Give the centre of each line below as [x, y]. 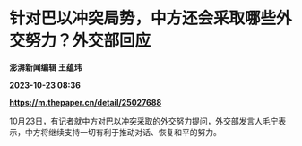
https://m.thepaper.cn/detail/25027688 [86, 102]
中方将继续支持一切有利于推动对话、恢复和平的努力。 [123, 132]
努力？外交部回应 [88, 41]
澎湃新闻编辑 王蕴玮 [46, 67]
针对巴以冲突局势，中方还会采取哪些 [143, 18]
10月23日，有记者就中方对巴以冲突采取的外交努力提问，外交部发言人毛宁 [144, 121]
